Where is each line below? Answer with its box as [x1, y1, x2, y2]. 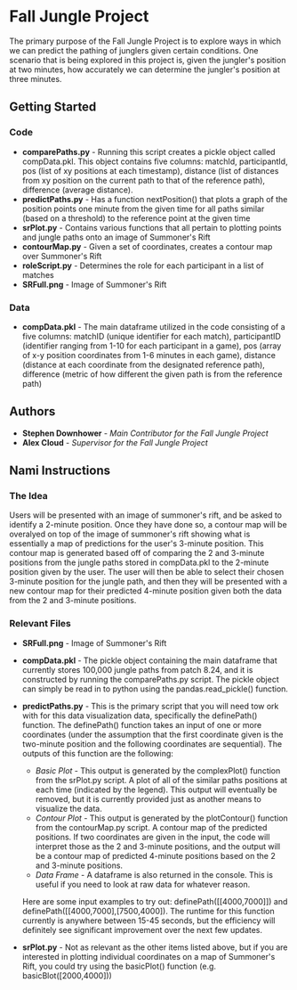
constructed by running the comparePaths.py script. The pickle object [21, 674, 280, 684]
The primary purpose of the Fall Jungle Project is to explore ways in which [9, 36, 282, 46]
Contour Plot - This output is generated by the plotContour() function [35, 813, 289, 823]
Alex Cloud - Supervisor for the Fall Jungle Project [21, 437, 209, 447]
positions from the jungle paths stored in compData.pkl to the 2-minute [9, 557, 269, 568]
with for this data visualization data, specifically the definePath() [21, 710, 258, 721]
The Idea [9, 490, 49, 503]
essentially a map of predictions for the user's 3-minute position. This [9, 538, 264, 549]
